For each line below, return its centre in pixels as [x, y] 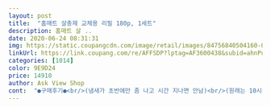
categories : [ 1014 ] [41, 61]
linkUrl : [23, 53]
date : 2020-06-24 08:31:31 [54, 38]
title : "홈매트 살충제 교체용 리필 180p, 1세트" [82, 23]
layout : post [30, 16]
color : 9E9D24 [32, 68]
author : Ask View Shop [46, 83]
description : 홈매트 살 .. [50, 31]
